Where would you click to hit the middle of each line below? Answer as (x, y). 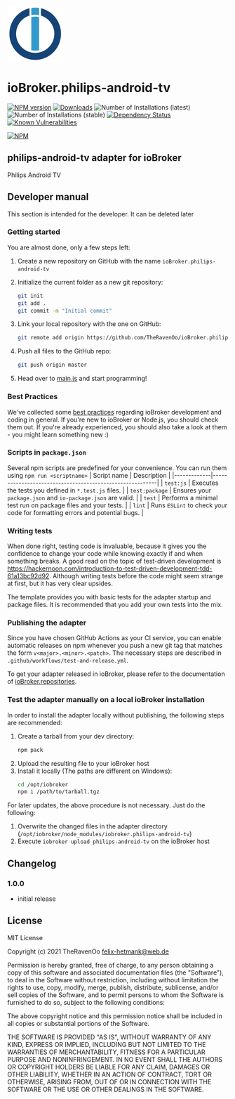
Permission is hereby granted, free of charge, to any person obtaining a (110, 965)
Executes (205, 483)
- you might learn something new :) (58, 434)
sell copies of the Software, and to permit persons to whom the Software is (116, 995)
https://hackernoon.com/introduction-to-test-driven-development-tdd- (110, 568)
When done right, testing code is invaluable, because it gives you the (107, 546)
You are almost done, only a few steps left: (69, 247)
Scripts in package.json (47, 453)
